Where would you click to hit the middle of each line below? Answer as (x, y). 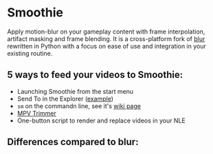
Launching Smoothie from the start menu (75, 91)
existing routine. (30, 53)
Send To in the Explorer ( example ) (65, 99)
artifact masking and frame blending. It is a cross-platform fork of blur (106, 38)
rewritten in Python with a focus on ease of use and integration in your (106, 46)
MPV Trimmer (36, 113)
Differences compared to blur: (73, 142)
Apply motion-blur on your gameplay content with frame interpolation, (106, 31)
